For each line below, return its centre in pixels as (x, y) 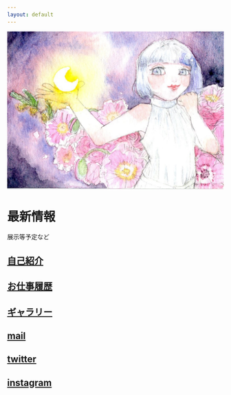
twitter (22, 359)
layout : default (30, 14)
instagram (30, 383)
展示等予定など (28, 237)
